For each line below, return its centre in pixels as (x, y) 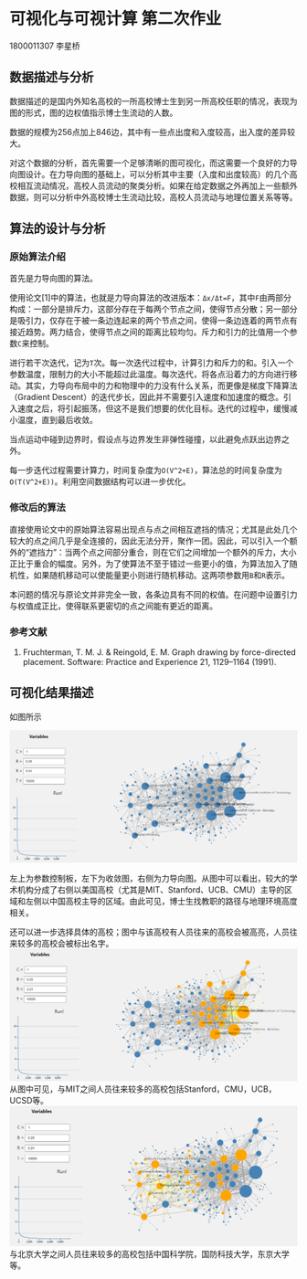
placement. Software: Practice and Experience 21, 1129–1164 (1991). (149, 662)
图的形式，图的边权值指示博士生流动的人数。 (94, 112)
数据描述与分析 (52, 77)
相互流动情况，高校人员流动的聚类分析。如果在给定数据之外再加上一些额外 (157, 185)
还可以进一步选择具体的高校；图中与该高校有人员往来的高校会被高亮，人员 (149, 932)
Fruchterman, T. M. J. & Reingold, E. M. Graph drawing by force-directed (159, 652)
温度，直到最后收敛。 (57, 420)
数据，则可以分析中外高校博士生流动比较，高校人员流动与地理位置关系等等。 (153, 196)
